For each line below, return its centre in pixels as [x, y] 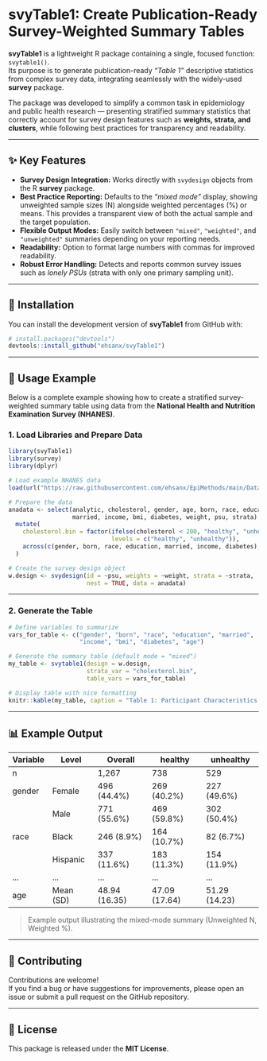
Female [66, 791]
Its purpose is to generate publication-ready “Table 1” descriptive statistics [131, 70]
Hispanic [69, 860]
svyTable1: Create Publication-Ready [133, 15]
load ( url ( [25, 488]
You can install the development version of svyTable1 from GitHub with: [126, 324]
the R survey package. [57, 188]
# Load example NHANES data [55, 481]
